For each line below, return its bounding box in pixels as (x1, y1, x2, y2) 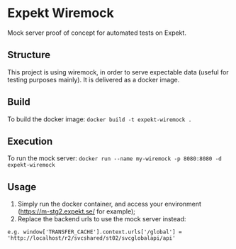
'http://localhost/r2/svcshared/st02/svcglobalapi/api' (7, 235, 176, 242)
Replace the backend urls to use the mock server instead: (17, 215, 186, 223)
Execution (7, 135, 53, 147)
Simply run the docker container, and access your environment (17, 200, 202, 209)
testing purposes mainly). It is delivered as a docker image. (7, 75, 180, 84)
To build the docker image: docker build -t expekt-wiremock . (7, 115, 192, 123)
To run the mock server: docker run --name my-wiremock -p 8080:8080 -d (7, 154, 222, 162)
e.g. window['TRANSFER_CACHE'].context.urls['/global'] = (7, 228, 182, 236)
